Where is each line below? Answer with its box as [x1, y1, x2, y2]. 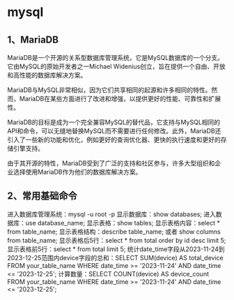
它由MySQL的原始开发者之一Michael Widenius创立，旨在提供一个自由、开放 [7, 62, 226, 70]
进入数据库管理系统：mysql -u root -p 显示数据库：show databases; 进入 [7, 210, 216, 218]
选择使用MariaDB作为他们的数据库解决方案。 [13, 168, 142, 176]
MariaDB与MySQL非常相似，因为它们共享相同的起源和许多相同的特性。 [7, 86, 212, 94]
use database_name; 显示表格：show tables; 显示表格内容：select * [25, 218, 221, 227]
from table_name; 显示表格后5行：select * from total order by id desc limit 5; [7, 236, 226, 244]
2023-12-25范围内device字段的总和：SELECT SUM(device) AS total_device [7, 253, 224, 262]
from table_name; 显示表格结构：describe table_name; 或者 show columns [7, 227, 221, 236]
